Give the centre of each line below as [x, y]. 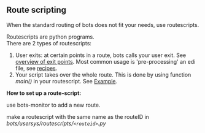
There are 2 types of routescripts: [49, 43]
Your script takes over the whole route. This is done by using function [103, 74]
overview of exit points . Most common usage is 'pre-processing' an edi [105, 61]
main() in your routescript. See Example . [66, 81]
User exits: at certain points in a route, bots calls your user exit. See [100, 55]
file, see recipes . [36, 68]
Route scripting [36, 10]
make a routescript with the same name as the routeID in [78, 116]
